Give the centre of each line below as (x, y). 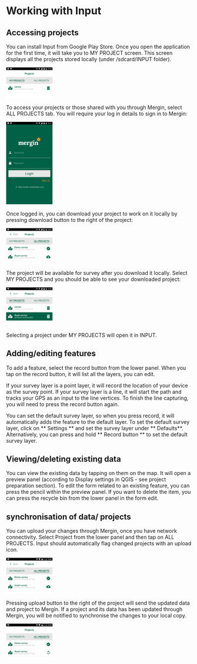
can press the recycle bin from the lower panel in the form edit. (82, 498)
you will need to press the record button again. (63, 404)
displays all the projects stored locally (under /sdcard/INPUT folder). (89, 59)
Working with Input (54, 11)
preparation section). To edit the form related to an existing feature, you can (98, 486)
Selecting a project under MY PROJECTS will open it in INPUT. (81, 335)
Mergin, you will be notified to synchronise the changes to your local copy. (96, 616)
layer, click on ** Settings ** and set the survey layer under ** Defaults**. (95, 428)
